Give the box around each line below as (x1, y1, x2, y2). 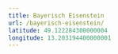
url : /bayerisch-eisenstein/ (8, 19, 105, 27)
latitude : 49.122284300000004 (8, 26, 108, 34)
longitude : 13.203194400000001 (8, 33, 112, 42)
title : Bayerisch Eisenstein (8, 11, 105, 20)
